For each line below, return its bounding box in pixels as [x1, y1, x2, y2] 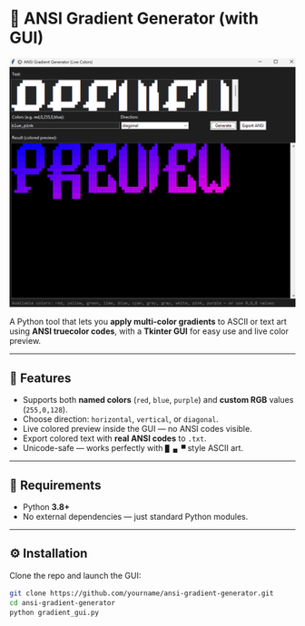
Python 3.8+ [22, 502, 70, 513]
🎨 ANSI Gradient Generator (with [9, 8, 259, 29]
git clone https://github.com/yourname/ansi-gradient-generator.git [9, 589, 274, 598]
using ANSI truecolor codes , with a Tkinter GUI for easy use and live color [9, 326, 289, 337]
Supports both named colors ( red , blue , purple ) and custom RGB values [22, 395, 294, 406]
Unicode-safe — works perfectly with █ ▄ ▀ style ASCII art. [22, 443, 243, 454]
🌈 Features [9, 370, 72, 386]
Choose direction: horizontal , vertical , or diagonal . [22, 414, 220, 425]
